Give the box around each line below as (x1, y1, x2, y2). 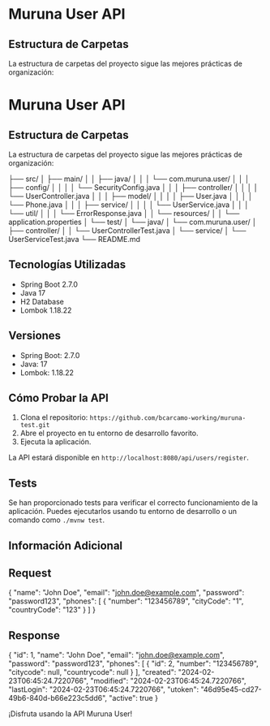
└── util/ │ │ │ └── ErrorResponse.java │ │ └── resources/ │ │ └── (8, 209, 240, 218)
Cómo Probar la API (8, 391, 109, 405)
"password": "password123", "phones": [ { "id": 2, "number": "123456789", (8, 659, 259, 668)
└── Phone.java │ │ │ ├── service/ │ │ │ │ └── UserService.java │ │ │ (8, 200, 250, 210)
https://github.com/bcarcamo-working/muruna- (89, 414, 246, 422)
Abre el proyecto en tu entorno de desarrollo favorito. (19, 428, 199, 439)
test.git (19, 421, 50, 430)
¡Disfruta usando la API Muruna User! (8, 709, 133, 719)
